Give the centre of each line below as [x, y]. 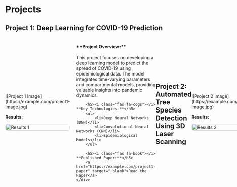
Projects [23, 9]
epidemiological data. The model [110, 74]
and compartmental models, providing [116, 85]
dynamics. [87, 95]
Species [168, 110]
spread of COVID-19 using [104, 68]
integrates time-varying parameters [113, 79]
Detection [171, 118]
